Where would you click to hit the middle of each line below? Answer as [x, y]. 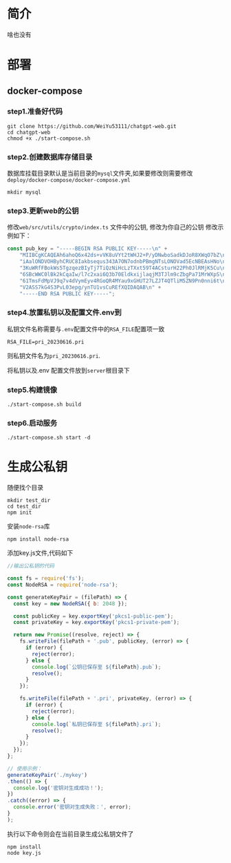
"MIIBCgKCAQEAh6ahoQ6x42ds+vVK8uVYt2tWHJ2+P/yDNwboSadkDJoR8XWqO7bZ [120, 256]
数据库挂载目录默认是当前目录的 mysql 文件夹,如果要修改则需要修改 [100, 174]
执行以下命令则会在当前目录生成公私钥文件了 [70, 833]
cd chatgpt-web [29, 132]
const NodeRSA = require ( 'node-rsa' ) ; [63, 585]
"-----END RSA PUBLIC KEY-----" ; [67, 293]
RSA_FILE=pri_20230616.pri [46, 342]
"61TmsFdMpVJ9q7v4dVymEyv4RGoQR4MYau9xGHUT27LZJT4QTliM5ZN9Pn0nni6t [120, 281]
